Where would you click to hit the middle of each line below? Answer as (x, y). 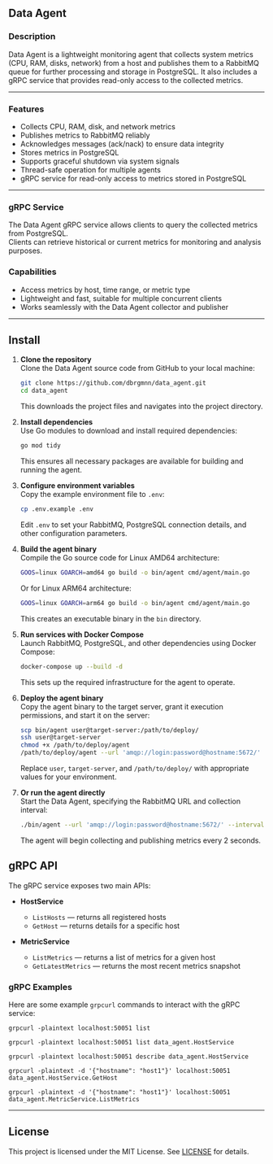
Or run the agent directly (63, 793)
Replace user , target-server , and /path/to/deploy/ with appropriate (134, 769)
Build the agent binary (58, 549)
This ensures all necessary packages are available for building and (132, 461)
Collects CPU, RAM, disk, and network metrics (98, 126)
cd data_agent (44, 391)
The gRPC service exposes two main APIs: (80, 885)
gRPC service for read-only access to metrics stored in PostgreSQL (133, 178)
